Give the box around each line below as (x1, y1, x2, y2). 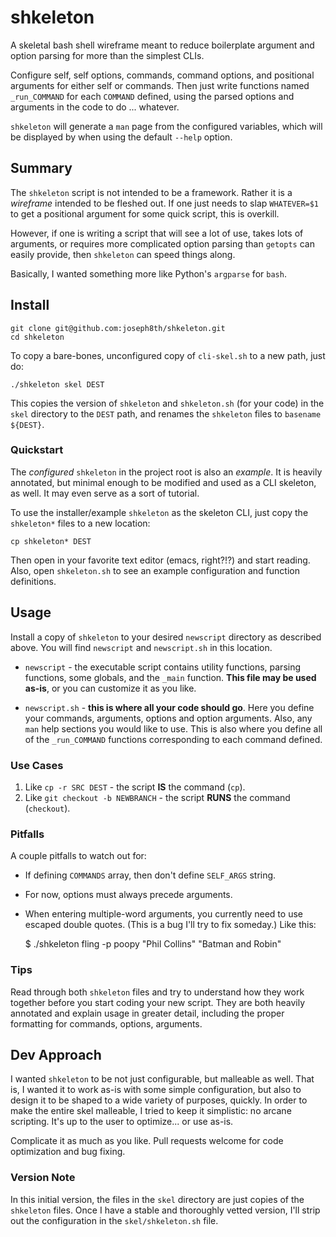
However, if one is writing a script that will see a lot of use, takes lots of (10, 227, 304, 239)
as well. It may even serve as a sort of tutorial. (10, 487, 200, 499)
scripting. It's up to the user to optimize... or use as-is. (10, 1116, 234, 1128)
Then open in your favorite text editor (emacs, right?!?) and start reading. (10, 554, 311, 566)
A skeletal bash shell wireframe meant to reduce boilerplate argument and (10, 39, 315, 51)
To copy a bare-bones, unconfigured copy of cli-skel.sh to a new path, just (10, 349, 326, 361)
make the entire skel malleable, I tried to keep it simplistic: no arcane (10, 1105, 292, 1117)
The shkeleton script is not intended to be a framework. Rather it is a (10, 186, 293, 198)
